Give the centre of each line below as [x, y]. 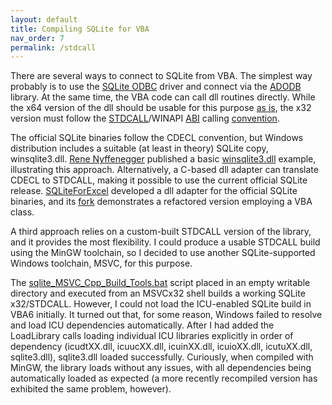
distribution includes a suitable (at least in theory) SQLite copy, [139, 148]
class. [22, 212]
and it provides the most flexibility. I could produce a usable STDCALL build [165, 242]
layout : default [44, 19]
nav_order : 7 [37, 38]
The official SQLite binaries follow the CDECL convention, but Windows [157, 138]
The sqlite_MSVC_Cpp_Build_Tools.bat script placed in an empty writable [160, 283]
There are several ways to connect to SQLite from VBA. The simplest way [161, 76]
